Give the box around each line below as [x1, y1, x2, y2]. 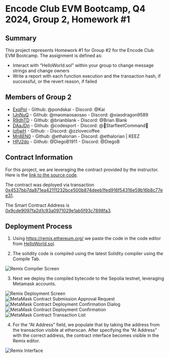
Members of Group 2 [5, 93, 72, 101]
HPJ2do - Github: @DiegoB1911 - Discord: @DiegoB [12, 138, 120, 144]
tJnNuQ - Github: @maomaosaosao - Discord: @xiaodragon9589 [12, 111, 149, 117]
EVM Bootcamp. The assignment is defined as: [5, 52, 102, 58]
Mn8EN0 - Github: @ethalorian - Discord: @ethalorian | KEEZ [12, 133, 140, 139]
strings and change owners [12, 68, 70, 74]
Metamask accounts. [12, 281, 57, 287]
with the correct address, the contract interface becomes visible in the [12, 332, 159, 338]
